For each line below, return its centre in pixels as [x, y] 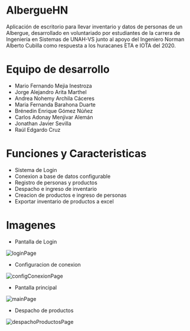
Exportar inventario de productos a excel [64, 201]
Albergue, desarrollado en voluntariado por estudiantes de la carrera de [93, 33]
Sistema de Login [36, 170]
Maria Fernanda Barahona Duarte [55, 105]
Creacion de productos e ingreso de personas [71, 195]
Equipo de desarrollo [58, 69]
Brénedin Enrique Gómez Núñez [54, 111]
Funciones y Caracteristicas [76, 154]
